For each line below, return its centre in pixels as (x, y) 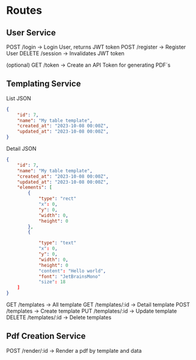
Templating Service (44, 84)
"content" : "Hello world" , (72, 271)
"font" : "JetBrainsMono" (69, 277)
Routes (24, 10)
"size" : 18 (52, 282)
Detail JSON (21, 149)
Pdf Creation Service (46, 336)
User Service (31, 33)
